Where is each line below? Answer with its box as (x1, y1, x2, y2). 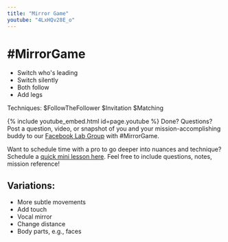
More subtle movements (16, 198, 86, 206)
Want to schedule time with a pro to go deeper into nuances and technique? (7, 145, 222, 153)
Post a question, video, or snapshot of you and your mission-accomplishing (7, 124, 221, 133)
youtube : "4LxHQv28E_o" (7, 16, 76, 23)
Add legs (16, 91, 43, 99)
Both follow (16, 83, 49, 91)
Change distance (16, 220, 66, 228)
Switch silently (16, 76, 58, 85)
